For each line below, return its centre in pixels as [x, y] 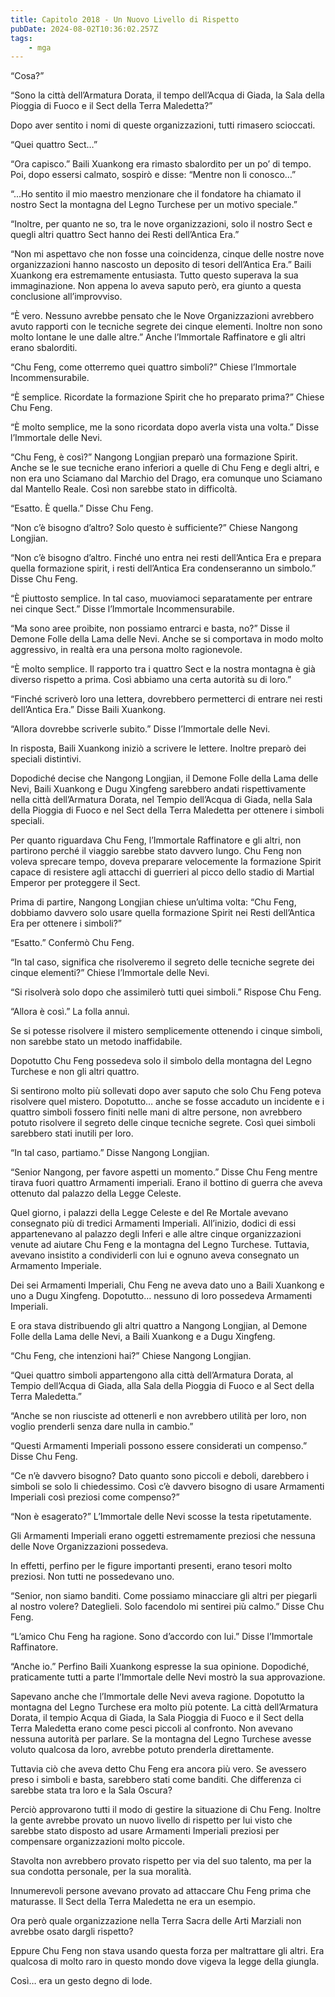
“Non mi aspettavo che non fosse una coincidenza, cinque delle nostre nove [167, 254]
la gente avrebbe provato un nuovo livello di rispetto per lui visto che [151, 1820]
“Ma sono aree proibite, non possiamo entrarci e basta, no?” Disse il [150, 628]
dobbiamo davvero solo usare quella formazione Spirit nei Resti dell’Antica [163, 913]
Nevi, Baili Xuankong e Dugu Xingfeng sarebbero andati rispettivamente [158, 789]
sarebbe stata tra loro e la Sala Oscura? [91, 1790]
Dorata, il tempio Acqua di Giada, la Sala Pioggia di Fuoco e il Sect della [157, 1718]
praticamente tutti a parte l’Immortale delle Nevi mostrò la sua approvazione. [168, 1677]
